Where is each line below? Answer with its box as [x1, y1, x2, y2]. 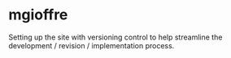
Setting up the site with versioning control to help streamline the [8, 32, 223, 42]
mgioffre [8, 6, 68, 24]
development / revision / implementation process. [8, 40, 175, 50]
